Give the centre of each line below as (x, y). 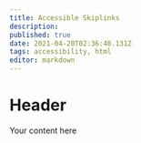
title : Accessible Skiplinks (65, 18)
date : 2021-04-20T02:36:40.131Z (70, 43)
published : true (40, 35)
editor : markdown (42, 60)
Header (38, 105)
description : (34, 26)
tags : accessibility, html (60, 52)
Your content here (43, 130)
